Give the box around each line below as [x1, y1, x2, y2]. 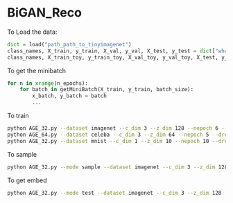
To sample [7, 150, 37, 158]
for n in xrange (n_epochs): [7, 79, 89, 87]
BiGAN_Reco [7, 5, 82, 21]
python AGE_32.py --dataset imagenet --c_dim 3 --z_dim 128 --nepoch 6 [7, 125, 218, 132]
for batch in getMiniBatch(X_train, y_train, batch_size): [19, 86, 194, 93]
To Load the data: [7, 28, 58, 36]
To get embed [7, 176, 47, 184]
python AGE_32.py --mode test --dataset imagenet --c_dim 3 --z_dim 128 [7, 189, 222, 196]
